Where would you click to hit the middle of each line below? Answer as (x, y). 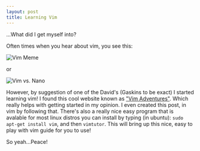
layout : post (22, 12)
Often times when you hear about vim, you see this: (70, 46)
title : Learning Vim (32, 17)
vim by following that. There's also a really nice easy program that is (90, 111)
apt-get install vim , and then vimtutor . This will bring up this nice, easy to (99, 124)
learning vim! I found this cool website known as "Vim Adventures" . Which (97, 98)
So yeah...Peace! (27, 141)
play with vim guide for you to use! (49, 130)
